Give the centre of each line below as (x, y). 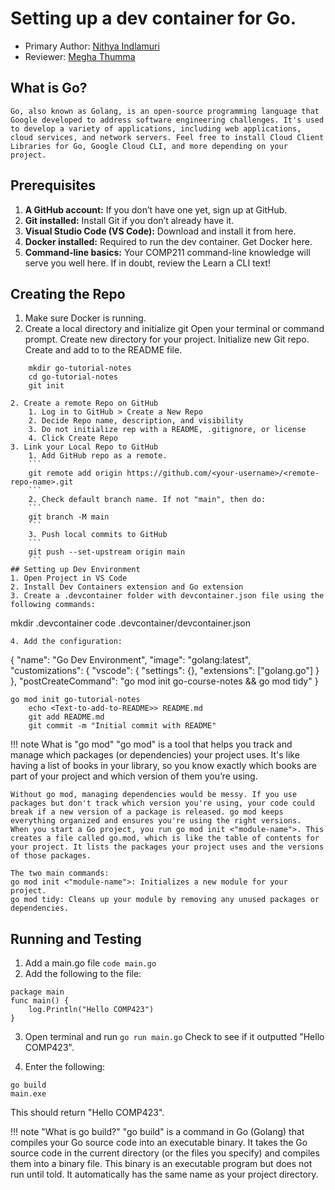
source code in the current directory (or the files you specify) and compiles (165, 1153)
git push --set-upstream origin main (107, 552)
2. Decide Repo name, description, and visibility (136, 421)
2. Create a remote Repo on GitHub (84, 403)
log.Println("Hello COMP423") (91, 1010)
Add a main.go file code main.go (90, 963)
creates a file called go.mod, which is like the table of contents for (165, 838)
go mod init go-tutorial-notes (75, 700)
